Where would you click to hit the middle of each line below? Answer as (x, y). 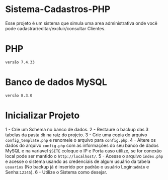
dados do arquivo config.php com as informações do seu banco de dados (82, 145)
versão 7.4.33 (20, 62)
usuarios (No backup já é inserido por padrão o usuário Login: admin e (77, 166)
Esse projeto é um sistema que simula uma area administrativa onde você (81, 23)
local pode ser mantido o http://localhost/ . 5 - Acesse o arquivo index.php (84, 156)
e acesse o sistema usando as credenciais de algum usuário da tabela (78, 161)
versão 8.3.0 (19, 96)
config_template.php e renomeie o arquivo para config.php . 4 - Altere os (80, 140)
